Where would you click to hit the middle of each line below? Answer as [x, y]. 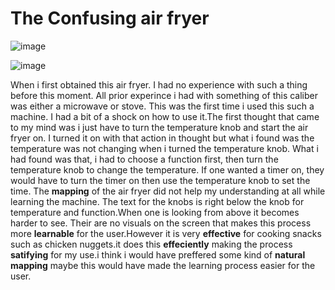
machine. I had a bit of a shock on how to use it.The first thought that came [165, 116]
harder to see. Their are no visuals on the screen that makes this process [161, 223]
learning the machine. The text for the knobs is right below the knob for [157, 201]
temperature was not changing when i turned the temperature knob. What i [164, 148]
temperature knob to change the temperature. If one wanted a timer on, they [167, 169]
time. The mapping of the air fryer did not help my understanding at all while [168, 191]
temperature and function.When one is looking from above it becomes [155, 212]
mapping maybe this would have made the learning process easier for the [163, 265]
